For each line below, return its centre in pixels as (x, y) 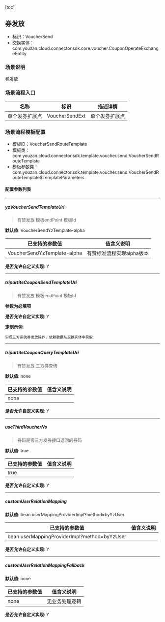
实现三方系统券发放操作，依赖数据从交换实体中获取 (49, 337)
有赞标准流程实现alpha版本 (118, 253)
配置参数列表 (18, 189)
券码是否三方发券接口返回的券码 (49, 440)
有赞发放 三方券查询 (37, 366)
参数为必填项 (18, 306)
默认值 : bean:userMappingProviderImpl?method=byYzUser (65, 514)
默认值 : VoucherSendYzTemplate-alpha (45, 230)
